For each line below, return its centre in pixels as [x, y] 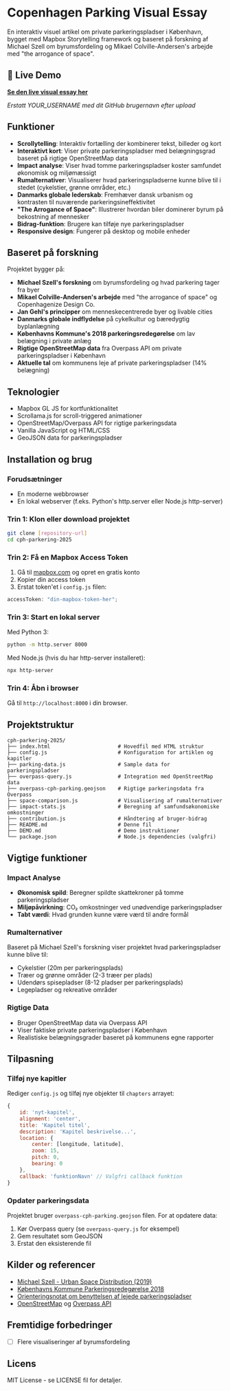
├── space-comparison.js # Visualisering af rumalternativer [115, 801]
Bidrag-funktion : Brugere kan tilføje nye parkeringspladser [101, 224]
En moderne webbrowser [53, 494]
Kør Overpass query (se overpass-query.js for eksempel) [98, 1229]
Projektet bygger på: [36, 269]
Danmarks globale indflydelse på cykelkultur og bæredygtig [103, 319]
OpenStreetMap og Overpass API [64, 1303]
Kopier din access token [51, 580]
